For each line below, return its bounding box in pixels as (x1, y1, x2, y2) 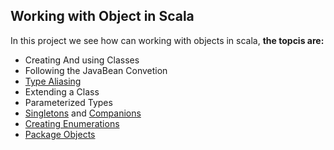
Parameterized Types (24, 96, 113, 108)
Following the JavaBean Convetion (24, 64, 168, 76)
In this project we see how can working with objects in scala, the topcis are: (10, 34, 325, 46)
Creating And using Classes (24, 54, 140, 66)
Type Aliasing (24, 75, 82, 87)
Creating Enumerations (24, 117, 120, 129)
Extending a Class (24, 85, 100, 98)
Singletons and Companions (24, 107, 142, 119)
